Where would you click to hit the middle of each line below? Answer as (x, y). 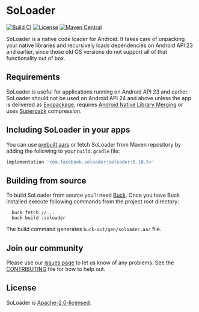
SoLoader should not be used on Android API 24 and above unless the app (99, 98)
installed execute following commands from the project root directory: (93, 202)
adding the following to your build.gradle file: (63, 151)
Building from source (46, 181)
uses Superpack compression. (44, 111)
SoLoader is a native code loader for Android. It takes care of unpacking (96, 39)
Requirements (33, 77)
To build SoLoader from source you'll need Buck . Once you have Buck (93, 195)
